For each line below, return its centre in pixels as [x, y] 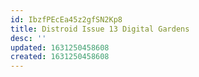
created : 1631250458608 [60, 57]
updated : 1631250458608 [60, 47]
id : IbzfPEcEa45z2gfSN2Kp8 [66, 19]
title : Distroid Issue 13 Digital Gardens [100, 29]
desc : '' [28, 38]
